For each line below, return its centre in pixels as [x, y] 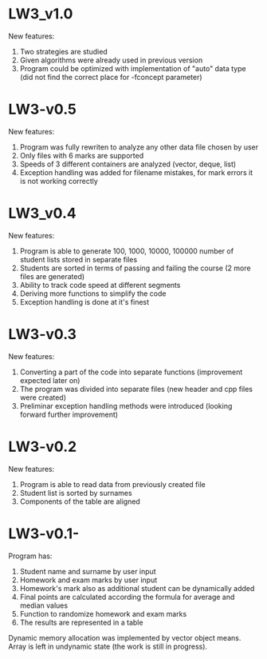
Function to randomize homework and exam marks [103, 613]
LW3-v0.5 [43, 110]
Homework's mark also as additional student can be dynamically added [137, 588]
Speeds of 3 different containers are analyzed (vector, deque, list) [128, 164]
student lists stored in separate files [79, 259]
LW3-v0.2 [43, 447]
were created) [43, 397]
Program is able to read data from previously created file [112, 484]
